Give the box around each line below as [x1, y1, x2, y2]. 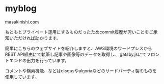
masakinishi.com [5, 19, 39, 25]
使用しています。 [5, 74, 39, 80]
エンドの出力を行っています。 [9, 57, 69, 63]
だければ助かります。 [18, 35, 61, 41]
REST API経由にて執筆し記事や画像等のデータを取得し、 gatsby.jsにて [5, 51, 147, 57]
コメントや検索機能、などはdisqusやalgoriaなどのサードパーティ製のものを [5, 67, 157, 73]
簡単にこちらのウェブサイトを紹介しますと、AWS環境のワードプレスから [5, 45, 152, 51]
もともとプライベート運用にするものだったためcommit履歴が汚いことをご [5, 29, 154, 34]
